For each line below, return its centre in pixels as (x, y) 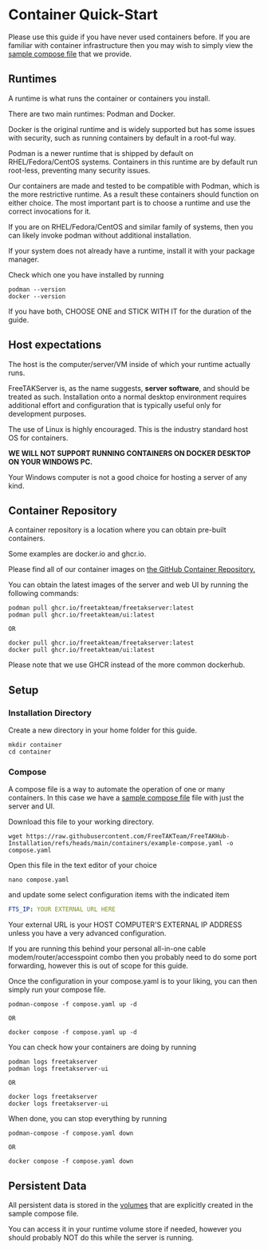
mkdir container (35, 745)
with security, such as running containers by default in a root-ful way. (122, 138)
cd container (30, 752)
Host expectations (55, 345)
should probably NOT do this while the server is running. (101, 1238)
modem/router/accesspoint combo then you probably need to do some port (133, 957)
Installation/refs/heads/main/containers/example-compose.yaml (116, 844)
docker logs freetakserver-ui (59, 1104)
